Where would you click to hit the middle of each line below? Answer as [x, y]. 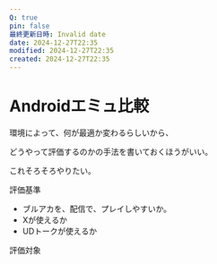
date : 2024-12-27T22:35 [54, 43]
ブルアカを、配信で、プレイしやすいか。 [97, 209]
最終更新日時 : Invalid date [57, 34]
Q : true [24, 17]
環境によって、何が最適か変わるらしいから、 [91, 132]
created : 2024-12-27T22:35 [60, 59]
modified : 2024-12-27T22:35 [62, 51]
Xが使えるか [44, 219]
